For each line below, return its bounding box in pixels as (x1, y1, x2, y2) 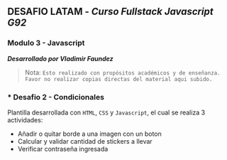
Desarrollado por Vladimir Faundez (7, 54, 113, 63)
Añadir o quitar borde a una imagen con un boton (17, 129, 162, 138)
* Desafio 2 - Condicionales (7, 92, 105, 102)
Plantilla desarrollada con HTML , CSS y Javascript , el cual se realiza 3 (7, 108, 206, 117)
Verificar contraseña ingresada (17, 144, 109, 153)
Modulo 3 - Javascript (7, 38, 85, 48)
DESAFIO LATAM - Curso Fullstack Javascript (7, 6, 214, 18)
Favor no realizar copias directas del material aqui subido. (24, 75, 213, 82)
